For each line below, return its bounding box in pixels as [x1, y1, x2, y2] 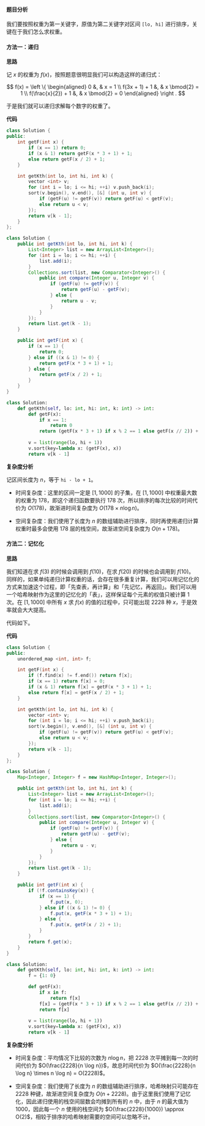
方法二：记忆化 [6, 540, 44, 548]
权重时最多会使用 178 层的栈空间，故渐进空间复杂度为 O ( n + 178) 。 [15, 524, 184, 532]
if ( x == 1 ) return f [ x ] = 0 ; [28, 678, 105, 684]
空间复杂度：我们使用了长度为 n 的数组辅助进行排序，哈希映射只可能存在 [15, 1083, 199, 1090]
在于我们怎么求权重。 [11, 28, 65, 36]
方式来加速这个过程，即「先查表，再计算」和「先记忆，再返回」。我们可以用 [6, 583, 197, 591]
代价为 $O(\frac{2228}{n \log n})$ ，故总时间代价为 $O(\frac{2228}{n [20, 1062, 196, 1069]
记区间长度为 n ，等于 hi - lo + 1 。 [6, 475, 97, 483]
